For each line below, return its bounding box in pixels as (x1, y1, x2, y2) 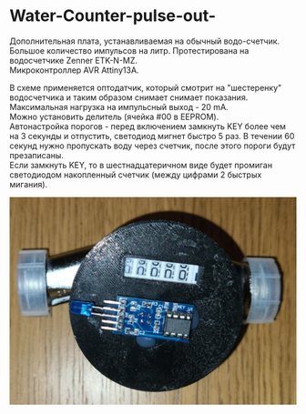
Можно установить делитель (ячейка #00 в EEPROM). (9, 111, 219, 122)
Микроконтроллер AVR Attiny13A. (9, 65, 139, 76)
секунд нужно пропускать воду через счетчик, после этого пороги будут (9, 140, 296, 151)
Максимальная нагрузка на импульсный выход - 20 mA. (9, 101, 229, 112)
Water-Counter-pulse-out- (9, 5, 217, 26)
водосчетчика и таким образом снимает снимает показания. (9, 92, 249, 103)
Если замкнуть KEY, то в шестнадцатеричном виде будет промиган (9, 159, 273, 170)
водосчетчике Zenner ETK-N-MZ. (9, 55, 138, 66)
